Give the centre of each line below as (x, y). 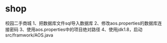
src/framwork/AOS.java (29, 35)
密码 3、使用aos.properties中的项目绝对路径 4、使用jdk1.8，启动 (76, 29)
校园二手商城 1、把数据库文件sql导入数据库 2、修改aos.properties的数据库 (81, 23)
